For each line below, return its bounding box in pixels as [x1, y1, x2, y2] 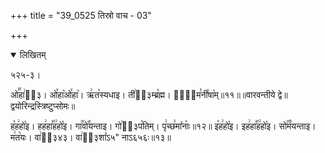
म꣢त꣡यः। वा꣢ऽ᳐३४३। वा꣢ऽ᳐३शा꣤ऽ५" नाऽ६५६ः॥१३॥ [10, 131, 172, 143]
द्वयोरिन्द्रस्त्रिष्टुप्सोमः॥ [10, 100, 76, 112]
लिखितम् [19, 49, 47, 60]
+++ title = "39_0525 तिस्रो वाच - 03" [10, 10, 152, 21]
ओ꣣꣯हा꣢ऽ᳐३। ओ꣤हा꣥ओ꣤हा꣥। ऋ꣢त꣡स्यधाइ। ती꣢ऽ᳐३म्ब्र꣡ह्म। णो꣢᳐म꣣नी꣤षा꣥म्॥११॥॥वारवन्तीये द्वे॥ [10, 89, 288, 100]
